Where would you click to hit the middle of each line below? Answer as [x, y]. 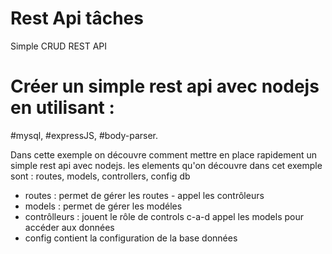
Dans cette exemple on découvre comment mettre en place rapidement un [164, 154]
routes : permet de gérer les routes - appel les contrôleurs [144, 195]
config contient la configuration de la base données [131, 238]
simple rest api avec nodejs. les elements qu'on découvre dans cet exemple [166, 165]
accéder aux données [69, 227]
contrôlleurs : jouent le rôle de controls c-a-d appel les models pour [164, 216]
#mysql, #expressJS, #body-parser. [84, 135]
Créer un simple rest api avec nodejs [165, 86]
